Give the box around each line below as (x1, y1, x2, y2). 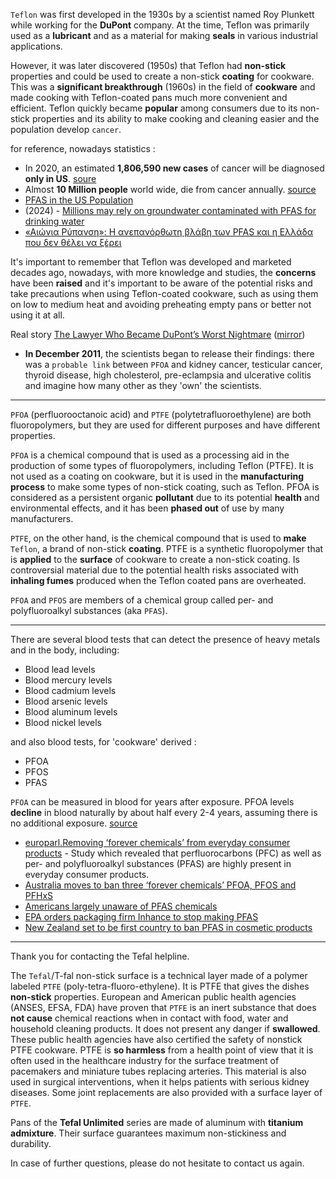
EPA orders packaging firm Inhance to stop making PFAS (24, 911, 259, 923)
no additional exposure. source (10, 817, 138, 829)
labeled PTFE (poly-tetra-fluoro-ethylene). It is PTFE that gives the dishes (10, 980, 310, 992)
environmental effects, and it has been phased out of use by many (10, 502, 285, 514)
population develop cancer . (10, 124, 122, 135)
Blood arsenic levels (24, 695, 108, 707)
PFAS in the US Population (24, 194, 134, 206)
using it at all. (10, 309, 65, 321)
